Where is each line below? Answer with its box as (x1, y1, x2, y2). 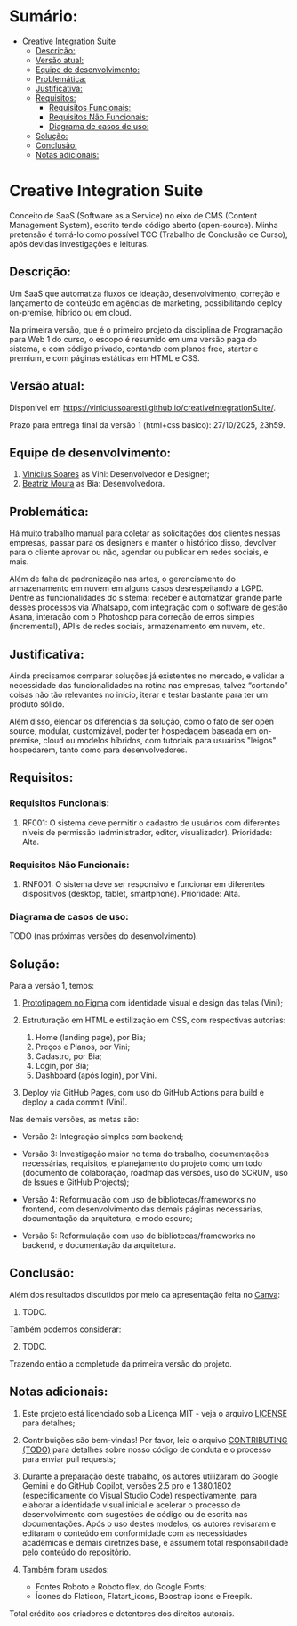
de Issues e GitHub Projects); (21, 1177, 130, 1187)
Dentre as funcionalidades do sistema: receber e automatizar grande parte (9, 593, 283, 604)
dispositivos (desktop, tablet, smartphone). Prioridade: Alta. (21, 888, 241, 899)
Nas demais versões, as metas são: (9, 1114, 140, 1125)
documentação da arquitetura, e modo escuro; (21, 1213, 193, 1224)
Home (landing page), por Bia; (35, 1032, 147, 1043)
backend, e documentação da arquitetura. (21, 1240, 176, 1251)
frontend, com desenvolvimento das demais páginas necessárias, (21, 1203, 263, 1214)
